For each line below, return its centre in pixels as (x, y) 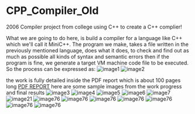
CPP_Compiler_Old (52, 11)
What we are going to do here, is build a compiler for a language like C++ (94, 38)
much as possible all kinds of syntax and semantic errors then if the (88, 56)
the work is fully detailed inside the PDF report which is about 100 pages (93, 80)
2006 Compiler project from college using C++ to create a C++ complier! (94, 27)
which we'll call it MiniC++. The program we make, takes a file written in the (97, 44)
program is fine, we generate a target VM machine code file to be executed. (97, 63)
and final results (25, 92)
